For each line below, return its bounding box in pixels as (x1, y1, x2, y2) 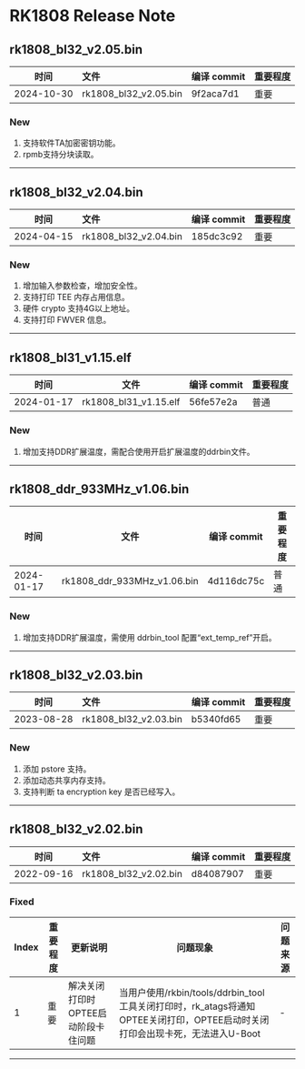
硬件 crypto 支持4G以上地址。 (22, 303, 134, 314)
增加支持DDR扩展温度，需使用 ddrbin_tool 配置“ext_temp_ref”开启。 (22, 631, 277, 642)
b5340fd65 (191, 713, 241, 726)
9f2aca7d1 (191, 87, 240, 100)
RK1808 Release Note (9, 5, 176, 26)
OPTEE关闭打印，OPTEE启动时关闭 (119, 1014, 270, 1026)
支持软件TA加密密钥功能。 (22, 137, 121, 148)
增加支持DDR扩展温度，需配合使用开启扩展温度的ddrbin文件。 (22, 446, 255, 457)
